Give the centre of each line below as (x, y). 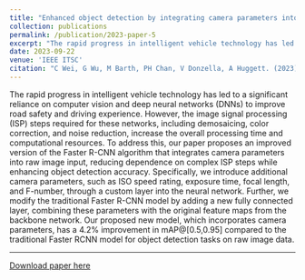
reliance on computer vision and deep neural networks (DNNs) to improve (148, 104)
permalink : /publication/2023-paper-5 (83, 35)
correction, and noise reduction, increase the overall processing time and (146, 133)
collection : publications (58, 26)
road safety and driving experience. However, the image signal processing (148, 114)
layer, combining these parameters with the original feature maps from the (148, 210)
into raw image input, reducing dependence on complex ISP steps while (144, 162)
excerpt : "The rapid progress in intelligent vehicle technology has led (152, 43)
